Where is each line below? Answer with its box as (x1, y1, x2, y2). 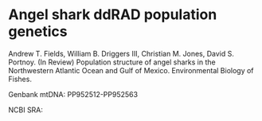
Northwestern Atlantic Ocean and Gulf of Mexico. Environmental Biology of (8, 65, 254, 75)
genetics (8, 22, 68, 41)
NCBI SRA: (8, 105, 44, 115)
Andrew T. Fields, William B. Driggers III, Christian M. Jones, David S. (8, 49, 235, 58)
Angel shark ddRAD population (8, 6, 217, 24)
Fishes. (8, 74, 32, 84)
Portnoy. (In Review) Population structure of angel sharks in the (8, 57, 217, 67)
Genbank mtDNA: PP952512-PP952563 (8, 89, 138, 99)
